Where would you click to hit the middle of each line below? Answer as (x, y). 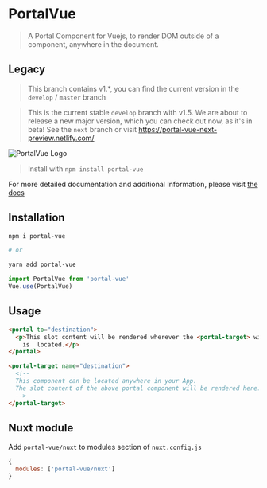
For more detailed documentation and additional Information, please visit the (133, 184)
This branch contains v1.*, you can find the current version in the (133, 88)
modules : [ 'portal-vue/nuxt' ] (65, 469)
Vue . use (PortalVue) (41, 287)
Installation (37, 218)
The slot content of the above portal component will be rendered (128, 388)
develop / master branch (66, 97)
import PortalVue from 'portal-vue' (69, 279)
